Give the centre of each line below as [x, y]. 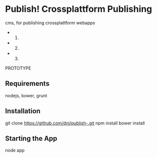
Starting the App [31, 138]
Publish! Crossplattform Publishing [79, 9]
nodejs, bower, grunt [26, 95]
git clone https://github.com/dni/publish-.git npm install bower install [75, 123]
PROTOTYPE [18, 68]
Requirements [27, 84]
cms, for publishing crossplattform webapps [50, 23]
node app [15, 150]
